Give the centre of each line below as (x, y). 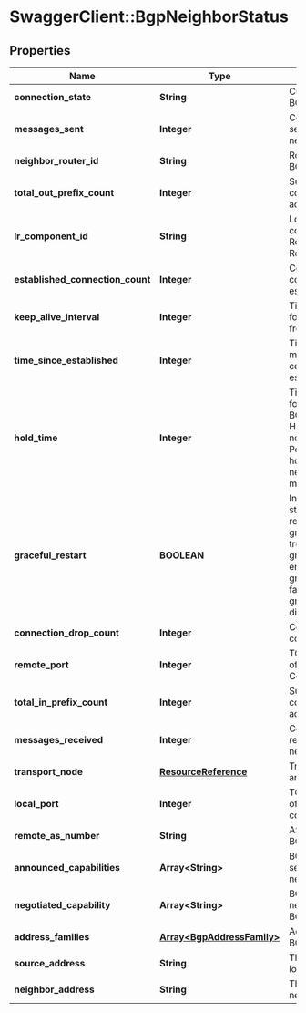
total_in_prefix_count (61, 702)
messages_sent (49, 129)
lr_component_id (51, 236)
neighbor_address (54, 989)
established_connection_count (82, 279)
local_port (36, 804)
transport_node (49, 772)
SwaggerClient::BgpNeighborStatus (149, 17)
